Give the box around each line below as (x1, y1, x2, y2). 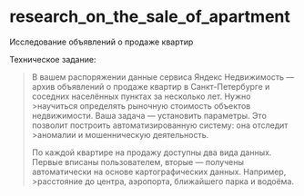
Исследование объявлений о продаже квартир (9, 36, 194, 47)
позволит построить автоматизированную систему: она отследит (31, 120, 289, 131)
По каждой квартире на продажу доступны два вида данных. (31, 147, 272, 158)
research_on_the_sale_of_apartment (9, 6, 291, 27)
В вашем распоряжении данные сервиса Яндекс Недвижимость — (31, 71, 295, 83)
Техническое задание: (9, 54, 96, 64)
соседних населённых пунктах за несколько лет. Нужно (31, 91, 251, 102)
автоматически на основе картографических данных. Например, (31, 166, 287, 177)
